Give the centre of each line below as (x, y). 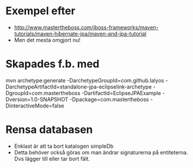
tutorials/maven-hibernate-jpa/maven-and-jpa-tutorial (80, 33)
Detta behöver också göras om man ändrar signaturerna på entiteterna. (101, 152)
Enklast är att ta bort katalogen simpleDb (64, 146)
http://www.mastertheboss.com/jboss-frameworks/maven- (86, 27)
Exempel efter (41, 11)
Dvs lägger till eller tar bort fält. (52, 159)
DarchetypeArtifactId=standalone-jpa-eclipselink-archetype (79, 87)
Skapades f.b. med (53, 64)
